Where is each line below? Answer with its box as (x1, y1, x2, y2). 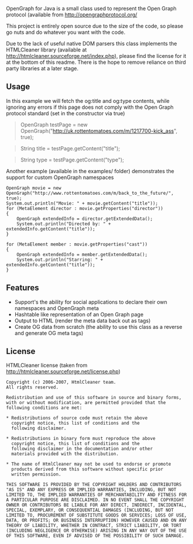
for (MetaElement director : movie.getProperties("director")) (6, 205, 164, 211)
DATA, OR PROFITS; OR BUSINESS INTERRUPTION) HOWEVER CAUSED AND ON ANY (6, 518, 187, 524)
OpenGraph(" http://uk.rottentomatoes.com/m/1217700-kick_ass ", (20, 127, 178, 134)
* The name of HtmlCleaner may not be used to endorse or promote (6, 462, 171, 467)
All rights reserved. (6, 384, 59, 391)
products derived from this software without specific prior (11, 466, 164, 473)
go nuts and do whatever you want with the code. (6, 29, 126, 36)
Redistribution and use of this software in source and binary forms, (6, 395, 182, 401)
